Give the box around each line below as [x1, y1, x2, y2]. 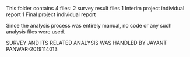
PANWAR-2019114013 [6, 45, 58, 52]
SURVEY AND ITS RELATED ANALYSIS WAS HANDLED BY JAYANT [6, 40, 167, 46]
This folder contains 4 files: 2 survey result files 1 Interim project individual [6, 5, 185, 12]
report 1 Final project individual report [6, 11, 96, 18]
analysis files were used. [6, 28, 65, 35]
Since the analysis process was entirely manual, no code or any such [6, 22, 172, 29]
